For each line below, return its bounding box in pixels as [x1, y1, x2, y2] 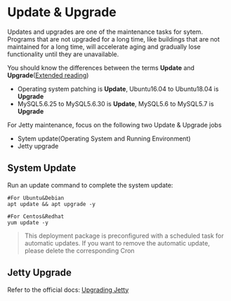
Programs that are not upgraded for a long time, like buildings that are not [7, 34, 220, 43]
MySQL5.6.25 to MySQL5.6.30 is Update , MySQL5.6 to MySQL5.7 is [17, 99, 214, 108]
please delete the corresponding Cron [24, 246, 135, 255]
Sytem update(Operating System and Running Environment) [17, 134, 191, 143]
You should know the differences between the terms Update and [7, 63, 195, 72]
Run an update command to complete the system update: [7, 181, 173, 189]
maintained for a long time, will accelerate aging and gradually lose [7, 42, 202, 51]
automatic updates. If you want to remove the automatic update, [24, 238, 211, 247]
